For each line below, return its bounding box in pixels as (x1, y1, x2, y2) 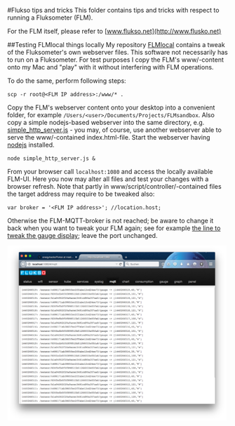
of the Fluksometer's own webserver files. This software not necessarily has (7, 48, 228, 56)
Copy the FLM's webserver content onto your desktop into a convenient (7, 103, 215, 112)
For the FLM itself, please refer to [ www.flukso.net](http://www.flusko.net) (7, 27, 222, 35)
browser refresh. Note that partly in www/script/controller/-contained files (7, 182, 222, 190)
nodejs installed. (7, 140, 55, 149)
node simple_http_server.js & (7, 155, 96, 162)
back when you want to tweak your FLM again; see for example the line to (7, 224, 221, 232)
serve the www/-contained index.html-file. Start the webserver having (7, 133, 210, 141)
